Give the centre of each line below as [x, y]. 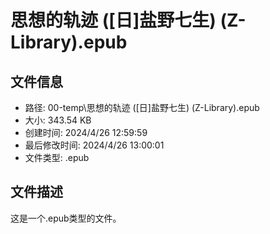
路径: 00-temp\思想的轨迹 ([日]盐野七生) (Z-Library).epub [142, 107]
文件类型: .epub [57, 157]
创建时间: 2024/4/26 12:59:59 [86, 132]
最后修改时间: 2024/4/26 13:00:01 [94, 145]
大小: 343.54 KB [58, 120]
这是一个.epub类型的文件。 [66, 218]
